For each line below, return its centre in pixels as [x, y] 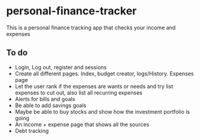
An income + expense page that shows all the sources [82, 124]
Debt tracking [32, 130]
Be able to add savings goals [50, 105]
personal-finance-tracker [71, 11]
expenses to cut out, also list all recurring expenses [79, 92]
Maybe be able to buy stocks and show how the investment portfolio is [102, 111]
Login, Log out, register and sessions [61, 67]
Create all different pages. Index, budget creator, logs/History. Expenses [104, 74]
